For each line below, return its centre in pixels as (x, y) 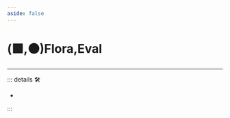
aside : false (26, 13)
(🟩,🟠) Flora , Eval (55, 48)
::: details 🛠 (24, 79)
